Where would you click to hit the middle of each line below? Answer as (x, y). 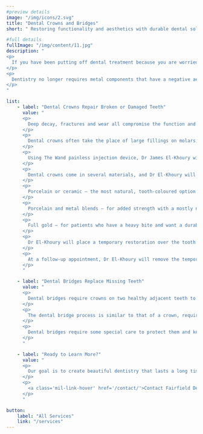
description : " (25, 51)
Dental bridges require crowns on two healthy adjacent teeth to (112, 298)
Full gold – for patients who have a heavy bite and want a (105, 225)
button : (16, 410)
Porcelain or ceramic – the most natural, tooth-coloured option (112, 192)
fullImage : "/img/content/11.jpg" (50, 45)
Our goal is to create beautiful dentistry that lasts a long (108, 371)
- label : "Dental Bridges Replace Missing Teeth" (81, 282)
